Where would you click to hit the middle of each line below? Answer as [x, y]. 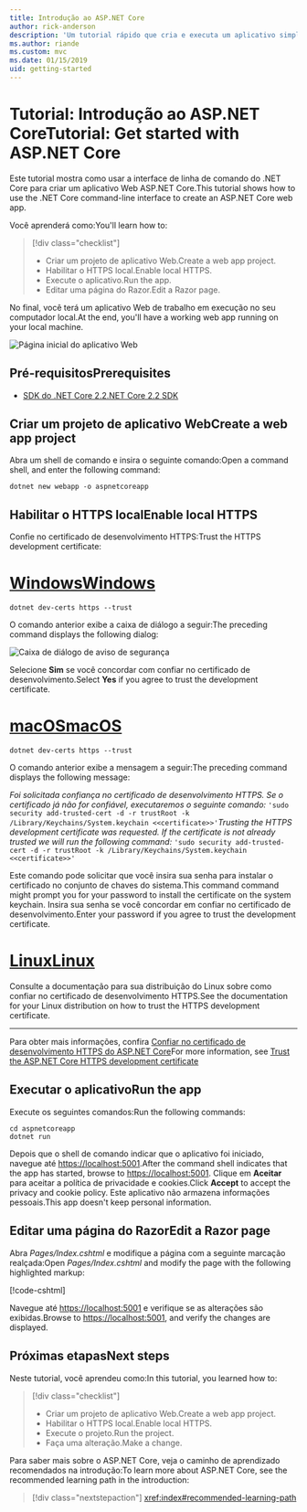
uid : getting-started [51, 69]
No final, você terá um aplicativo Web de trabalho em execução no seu [143, 307]
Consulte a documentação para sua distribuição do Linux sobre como [141, 986]
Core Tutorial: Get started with [125, 134]
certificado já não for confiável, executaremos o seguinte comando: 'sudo [149, 804]
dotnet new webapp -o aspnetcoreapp [79, 487]
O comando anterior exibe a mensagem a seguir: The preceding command [148, 768]
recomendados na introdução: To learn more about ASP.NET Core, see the [148, 1470]
